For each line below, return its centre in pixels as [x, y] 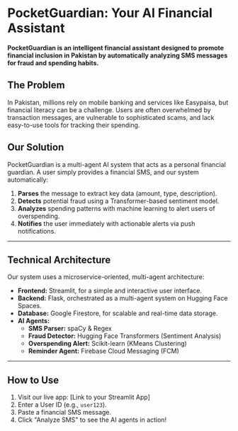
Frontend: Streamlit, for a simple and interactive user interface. [110, 291]
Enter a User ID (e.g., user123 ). [62, 405]
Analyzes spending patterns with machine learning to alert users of [116, 208]
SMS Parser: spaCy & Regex [70, 329]
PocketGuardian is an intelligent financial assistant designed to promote [116, 48]
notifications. [37, 231]
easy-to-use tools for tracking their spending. [74, 125]
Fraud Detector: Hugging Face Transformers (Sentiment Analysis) [125, 336]
